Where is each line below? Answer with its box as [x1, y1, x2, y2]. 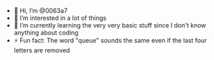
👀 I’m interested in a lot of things [13, 14, 106, 22]
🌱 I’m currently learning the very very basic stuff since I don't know [13, 21, 206, 29]
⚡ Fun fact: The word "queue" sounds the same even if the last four [13, 37, 207, 44]
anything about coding [13, 28, 79, 37]
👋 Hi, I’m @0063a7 [13, 7, 68, 14]
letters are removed [13, 46, 71, 54]
